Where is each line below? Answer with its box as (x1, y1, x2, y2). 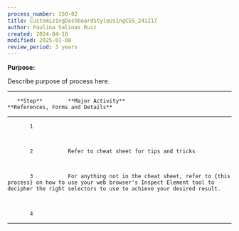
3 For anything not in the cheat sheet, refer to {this (29, 173, 231, 180)
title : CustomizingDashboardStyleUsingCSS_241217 (7, 17, 158, 24)
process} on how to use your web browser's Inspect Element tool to (7, 179, 215, 186)
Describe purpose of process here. (7, 77, 110, 86)
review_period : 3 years (7, 43, 78, 51)
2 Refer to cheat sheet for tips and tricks (29, 148, 196, 155)
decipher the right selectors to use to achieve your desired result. (7, 185, 221, 192)
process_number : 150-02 (7, 10, 78, 18)
